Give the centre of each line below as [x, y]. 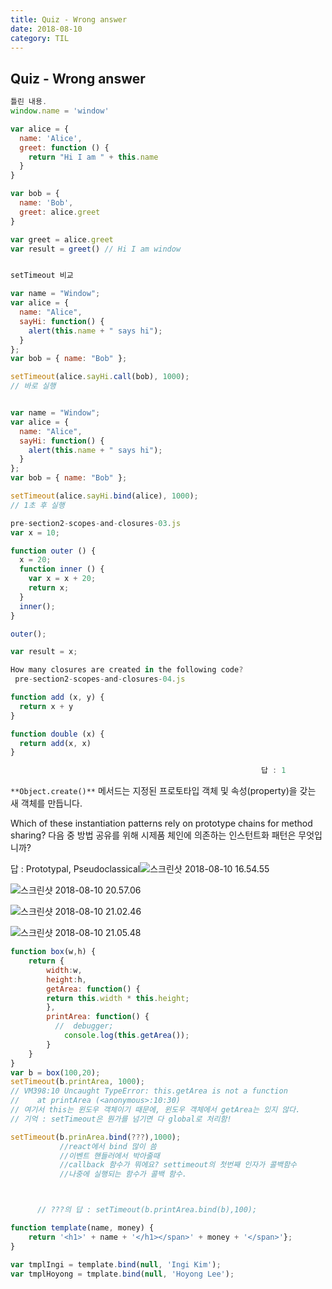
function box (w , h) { [53, 952]
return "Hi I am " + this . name [93, 157]
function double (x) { [57, 734]
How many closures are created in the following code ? [127, 670]
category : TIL [40, 38]
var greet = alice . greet [62, 239]
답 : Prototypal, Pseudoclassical [75, 869]
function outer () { [53, 551]
